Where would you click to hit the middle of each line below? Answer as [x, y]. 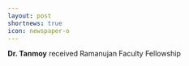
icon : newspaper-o [39, 31]
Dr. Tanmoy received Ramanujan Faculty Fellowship [94, 54]
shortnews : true [35, 23]
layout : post [30, 16]
